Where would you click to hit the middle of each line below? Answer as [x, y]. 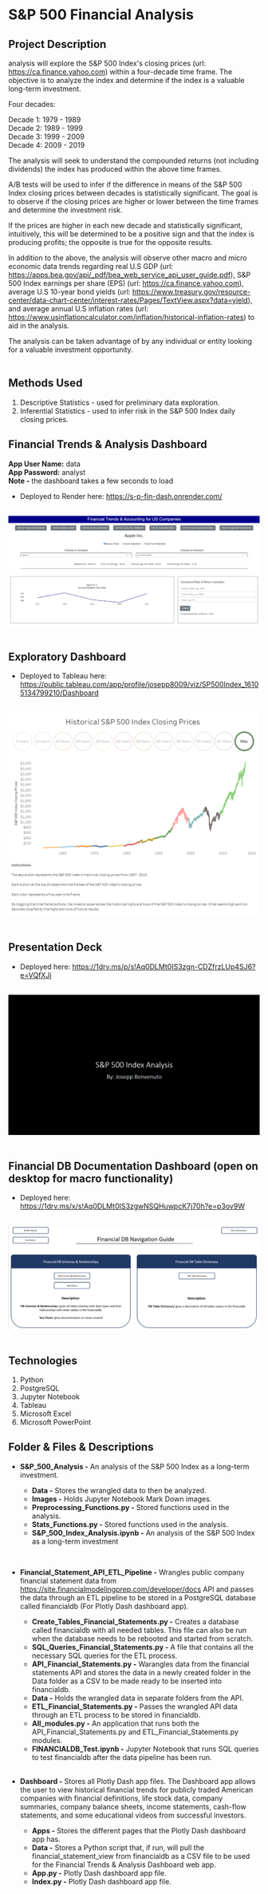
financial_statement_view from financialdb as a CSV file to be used [141, 1856]
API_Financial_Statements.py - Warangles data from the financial [140, 1664]
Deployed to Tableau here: [63, 676]
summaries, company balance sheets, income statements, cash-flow [133, 1806]
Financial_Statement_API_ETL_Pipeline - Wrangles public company [132, 1572]
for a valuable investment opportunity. [71, 350]
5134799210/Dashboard [59, 693]
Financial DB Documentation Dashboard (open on [134, 1166]
